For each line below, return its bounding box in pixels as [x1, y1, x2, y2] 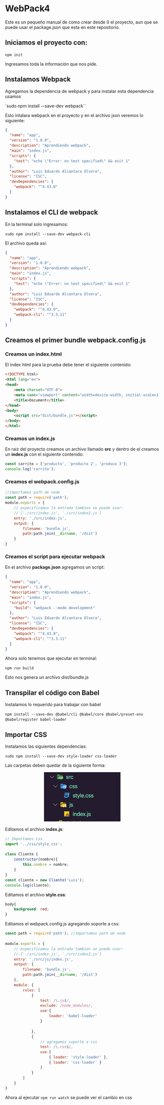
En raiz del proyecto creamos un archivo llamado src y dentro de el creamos [5, 446, 159, 452]
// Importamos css [5, 836, 43, 841]
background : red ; [14, 907, 49, 912]
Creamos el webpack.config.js [5, 478, 80, 485]
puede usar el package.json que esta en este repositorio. [5, 24, 120, 30]
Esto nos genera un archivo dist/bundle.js [5, 674, 89, 680]
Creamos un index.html [5, 351, 62, 358]
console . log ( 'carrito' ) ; [5, 467, 56, 472]
